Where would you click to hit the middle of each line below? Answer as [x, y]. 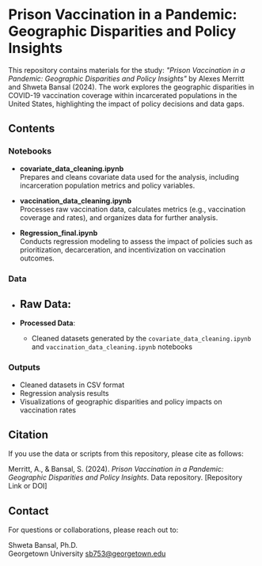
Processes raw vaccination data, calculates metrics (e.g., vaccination [133, 209]
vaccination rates [48, 410]
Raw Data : [45, 304]
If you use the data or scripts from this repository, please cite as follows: [126, 454]
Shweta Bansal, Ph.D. [43, 545]
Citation [28, 435]
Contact [28, 511]
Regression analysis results [64, 393]
